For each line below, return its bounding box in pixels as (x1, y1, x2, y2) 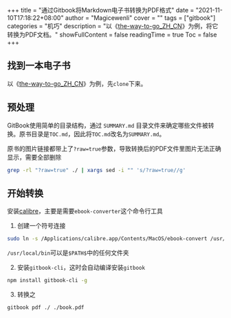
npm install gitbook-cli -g (7, 277, 88, 284)
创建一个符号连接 (16, 222, 66, 230)
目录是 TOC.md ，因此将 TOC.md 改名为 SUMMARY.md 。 (30, 129, 166, 138)
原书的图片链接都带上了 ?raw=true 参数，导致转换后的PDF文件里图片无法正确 (7, 144, 221, 153)
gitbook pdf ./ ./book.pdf (7, 304, 85, 311)
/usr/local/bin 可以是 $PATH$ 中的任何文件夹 (7, 248, 129, 257)
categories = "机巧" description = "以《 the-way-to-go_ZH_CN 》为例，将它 (7, 22, 219, 30)
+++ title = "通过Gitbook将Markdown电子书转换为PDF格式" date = (7, 6, 195, 14)
